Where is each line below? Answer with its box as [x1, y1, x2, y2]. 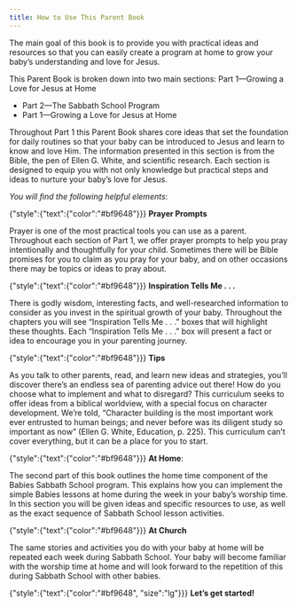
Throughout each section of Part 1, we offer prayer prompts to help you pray [9, 234, 288, 245]
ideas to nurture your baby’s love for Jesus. [9, 174, 168, 185]
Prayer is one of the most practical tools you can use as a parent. [9, 225, 247, 236]
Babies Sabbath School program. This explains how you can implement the [9, 479, 284, 490]
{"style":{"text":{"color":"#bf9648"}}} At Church [9, 524, 187, 535]
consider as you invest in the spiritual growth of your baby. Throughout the [9, 307, 282, 318]
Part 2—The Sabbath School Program [21, 99, 160, 111]
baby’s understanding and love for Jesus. [9, 56, 160, 67]
